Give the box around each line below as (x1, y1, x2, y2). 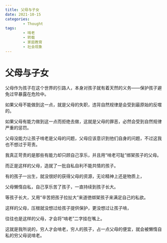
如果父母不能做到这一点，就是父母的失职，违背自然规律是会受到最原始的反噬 (5, 102, 162, 108)
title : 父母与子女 (5, 7, 40, 12)
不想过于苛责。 (9, 141, 40, 147)
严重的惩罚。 (5, 124, 31, 130)
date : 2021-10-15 (5, 12, 41, 17)
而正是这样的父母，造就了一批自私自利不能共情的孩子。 (5, 162, 118, 168)
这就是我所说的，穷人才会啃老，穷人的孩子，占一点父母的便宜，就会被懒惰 (5, 226, 158, 232)
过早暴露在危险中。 (9, 91, 49, 97)
